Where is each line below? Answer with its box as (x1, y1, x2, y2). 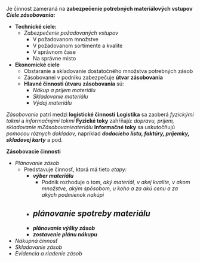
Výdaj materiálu (32, 99, 72, 106)
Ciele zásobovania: (6, 11, 56, 19)
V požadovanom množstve (32, 36, 99, 42)
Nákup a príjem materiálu (32, 87, 96, 93)
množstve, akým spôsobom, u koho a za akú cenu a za (41, 185, 179, 192)
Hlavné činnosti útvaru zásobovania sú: (23, 80, 124, 87)
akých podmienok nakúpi (41, 191, 104, 198)
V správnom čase (32, 48, 76, 56)
